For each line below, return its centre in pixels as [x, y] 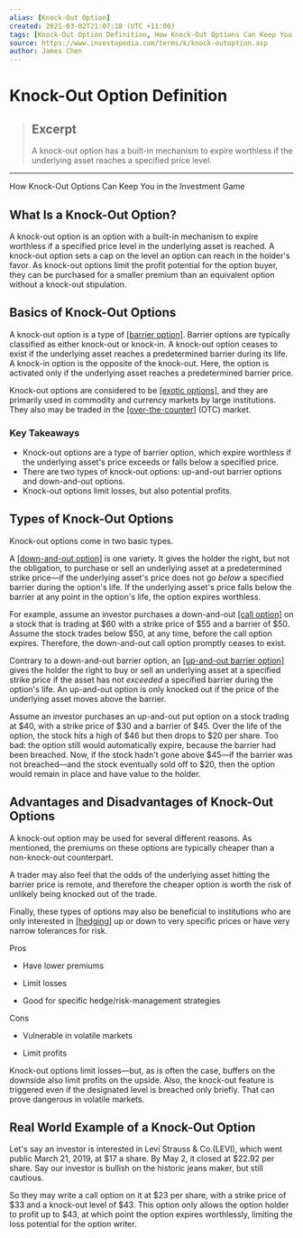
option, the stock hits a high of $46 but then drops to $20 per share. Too [144, 735]
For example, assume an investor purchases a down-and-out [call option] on [151, 614]
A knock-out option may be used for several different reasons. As [131, 838]
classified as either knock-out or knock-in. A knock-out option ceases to [143, 344]
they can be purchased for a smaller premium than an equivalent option [142, 274]
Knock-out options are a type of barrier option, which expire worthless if [156, 453]
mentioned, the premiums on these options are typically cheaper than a [142, 847]
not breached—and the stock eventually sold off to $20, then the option [142, 764]
